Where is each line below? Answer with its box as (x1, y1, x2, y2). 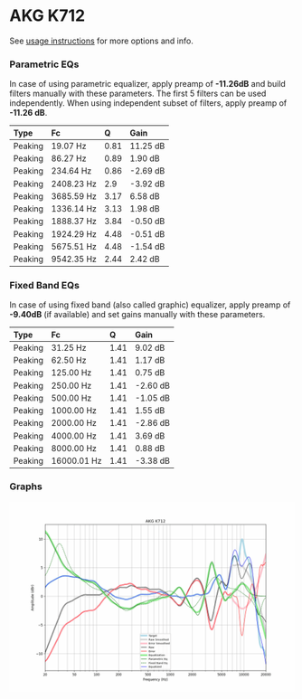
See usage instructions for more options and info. (9, 35, 194, 46)
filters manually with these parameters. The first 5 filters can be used (9, 88, 267, 99)
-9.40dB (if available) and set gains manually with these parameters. (9, 309, 266, 320)
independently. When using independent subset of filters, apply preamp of (9, 98, 288, 109)
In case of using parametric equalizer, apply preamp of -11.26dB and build (9, 79, 287, 90)
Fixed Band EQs (9, 279, 80, 291)
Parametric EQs (9, 58, 80, 71)
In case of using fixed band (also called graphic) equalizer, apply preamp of (9, 299, 291, 310)
